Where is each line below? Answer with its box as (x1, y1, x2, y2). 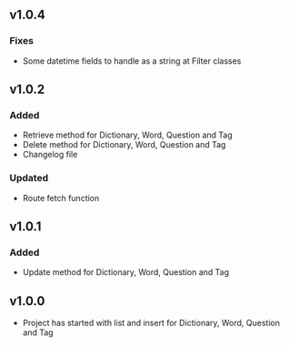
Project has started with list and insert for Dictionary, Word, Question (22, 318, 280, 329)
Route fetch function (22, 192, 100, 203)
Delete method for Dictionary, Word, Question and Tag (22, 139, 226, 150)
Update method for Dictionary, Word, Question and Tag (22, 267, 230, 278)
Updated (9, 172, 48, 185)
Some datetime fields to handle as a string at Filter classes (22, 55, 242, 66)
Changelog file (22, 149, 78, 160)
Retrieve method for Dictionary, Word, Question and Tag (22, 129, 234, 140)
